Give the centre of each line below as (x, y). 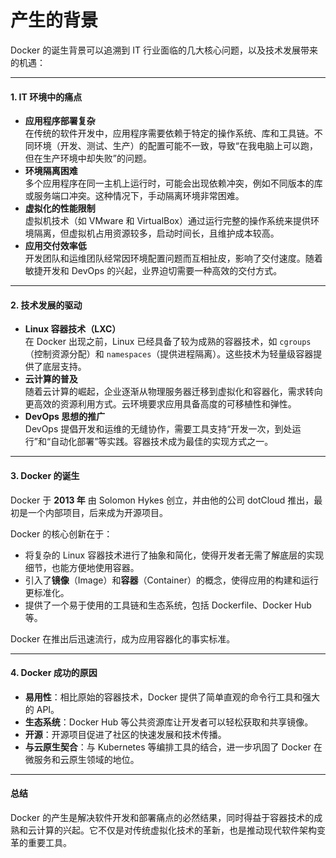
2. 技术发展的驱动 (46, 305)
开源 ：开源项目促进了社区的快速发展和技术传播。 (125, 734)
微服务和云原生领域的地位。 (82, 759)
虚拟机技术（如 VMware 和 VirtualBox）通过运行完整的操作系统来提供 (167, 221)
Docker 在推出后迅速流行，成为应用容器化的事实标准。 (123, 638)
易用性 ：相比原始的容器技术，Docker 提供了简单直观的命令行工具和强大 (172, 697)
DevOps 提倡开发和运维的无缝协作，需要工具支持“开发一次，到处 (158, 429)
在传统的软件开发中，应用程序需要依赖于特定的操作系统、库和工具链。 (169, 133)
